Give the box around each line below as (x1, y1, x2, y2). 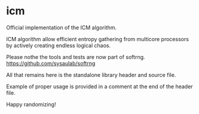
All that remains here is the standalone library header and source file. (6, 71, 176, 78)
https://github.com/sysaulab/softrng (6, 60, 96, 67)
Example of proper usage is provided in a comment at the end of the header (6, 82, 193, 90)
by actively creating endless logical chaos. (6, 42, 111, 49)
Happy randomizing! (6, 100, 56, 108)
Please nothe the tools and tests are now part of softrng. (6, 53, 145, 60)
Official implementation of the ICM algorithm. (6, 24, 117, 31)
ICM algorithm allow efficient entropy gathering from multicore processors (6, 35, 189, 42)
